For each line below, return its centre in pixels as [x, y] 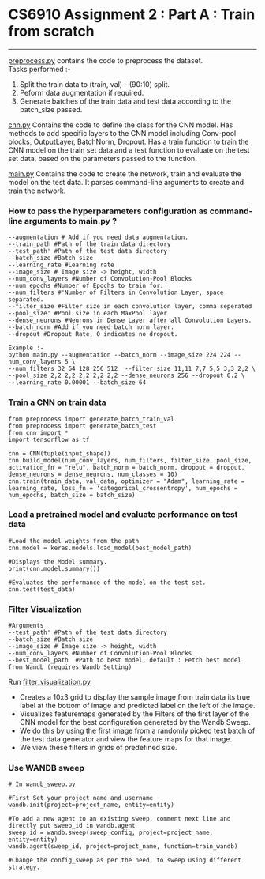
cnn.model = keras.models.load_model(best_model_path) [100, 548]
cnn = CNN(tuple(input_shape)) [60, 453]
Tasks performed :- [39, 69]
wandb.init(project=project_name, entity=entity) [91, 805]
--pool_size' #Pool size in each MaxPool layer [88, 314]
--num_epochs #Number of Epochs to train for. [86, 286]
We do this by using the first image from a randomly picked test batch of [137, 731]
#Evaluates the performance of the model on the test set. [107, 583]
